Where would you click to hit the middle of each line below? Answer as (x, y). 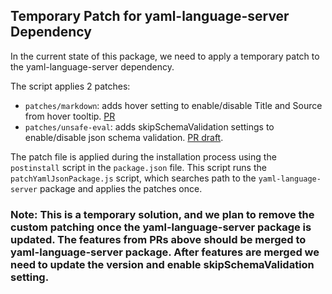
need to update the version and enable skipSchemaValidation (162, 264)
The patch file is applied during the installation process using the (143, 156)
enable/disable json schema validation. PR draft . (124, 137)
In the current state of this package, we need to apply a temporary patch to (165, 56)
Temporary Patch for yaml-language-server (150, 16)
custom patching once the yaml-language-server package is (161, 227)
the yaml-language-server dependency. (92, 66)
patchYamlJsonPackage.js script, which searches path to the (133, 178)
